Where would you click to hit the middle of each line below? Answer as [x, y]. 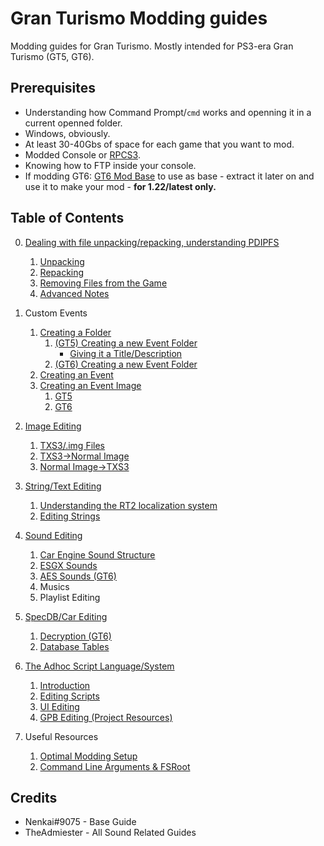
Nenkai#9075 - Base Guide [80, 822]
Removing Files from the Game [103, 283]
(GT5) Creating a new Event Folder [126, 343]
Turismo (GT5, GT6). [52, 56]
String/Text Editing [63, 486]
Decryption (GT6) [75, 636]
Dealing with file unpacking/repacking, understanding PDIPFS [152, 242]
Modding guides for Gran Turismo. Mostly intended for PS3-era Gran [152, 46]
